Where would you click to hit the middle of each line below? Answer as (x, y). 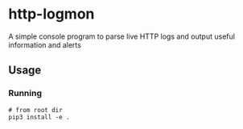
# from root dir (35, 110)
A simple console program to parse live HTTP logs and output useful (122, 36)
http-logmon (51, 14)
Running (25, 94)
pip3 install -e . (39, 117)
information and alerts (45, 44)
